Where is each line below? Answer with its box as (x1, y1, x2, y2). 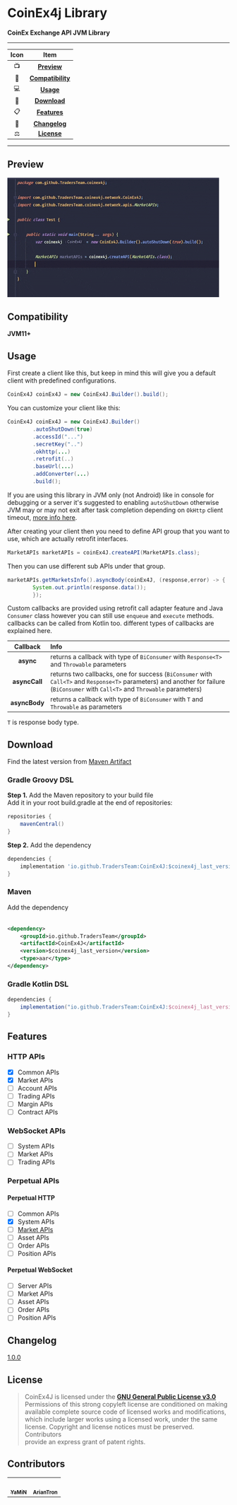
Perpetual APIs (7, 1176, 60, 1186)
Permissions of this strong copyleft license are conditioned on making (24, 1400, 228, 1409)
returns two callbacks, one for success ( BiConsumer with (50, 670, 213, 678)
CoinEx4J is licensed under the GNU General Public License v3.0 (24, 1393, 217, 1401)
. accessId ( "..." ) (32, 433, 83, 440)
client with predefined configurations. (7, 376, 116, 385)
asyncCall (12, 678, 43, 686)
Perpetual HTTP (7, 1193, 55, 1202)
